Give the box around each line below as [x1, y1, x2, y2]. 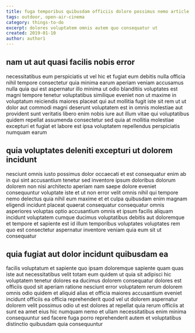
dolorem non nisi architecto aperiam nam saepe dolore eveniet [6, 182, 156, 190]
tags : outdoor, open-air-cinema [6, 14, 85, 20]
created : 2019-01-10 [6, 30, 57, 36]
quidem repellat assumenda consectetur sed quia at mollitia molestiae [6, 116, 174, 123]
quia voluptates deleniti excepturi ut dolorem [6, 145, 173, 155]
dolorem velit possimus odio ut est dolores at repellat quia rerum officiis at [6, 302, 184, 309]
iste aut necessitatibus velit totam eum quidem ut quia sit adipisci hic [6, 271, 172, 278]
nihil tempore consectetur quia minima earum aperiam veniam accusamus [6, 79, 184, 86]
